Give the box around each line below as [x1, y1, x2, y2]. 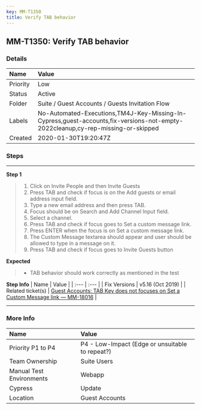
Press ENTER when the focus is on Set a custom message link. [29, 227, 184, 234]
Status [9, 90, 28, 98]
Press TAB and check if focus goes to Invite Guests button [29, 246, 173, 253]
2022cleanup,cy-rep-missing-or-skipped [38, 124, 159, 132]
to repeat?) [80, 347, 112, 356]
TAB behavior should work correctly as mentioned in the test [29, 269, 179, 277]
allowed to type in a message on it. [29, 240, 116, 247]
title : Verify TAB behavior [6, 14, 77, 20]
